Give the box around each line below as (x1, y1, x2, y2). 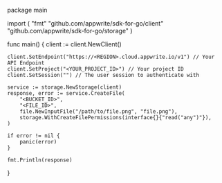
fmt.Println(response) (7, 157, 73, 164)
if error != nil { (7, 132, 60, 139)
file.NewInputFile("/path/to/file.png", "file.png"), (19, 108, 178, 115)
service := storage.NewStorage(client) (7, 84, 122, 91)
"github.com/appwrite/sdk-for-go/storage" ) (7, 27, 133, 35)
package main (7, 6, 48, 14)
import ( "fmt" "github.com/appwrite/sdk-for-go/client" (7, 19, 164, 27)
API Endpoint (7, 60, 45, 67)
